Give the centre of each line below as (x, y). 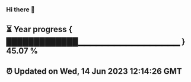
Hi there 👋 (21, 10)
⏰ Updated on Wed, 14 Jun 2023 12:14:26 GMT (94, 71)
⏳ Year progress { (39, 29)
